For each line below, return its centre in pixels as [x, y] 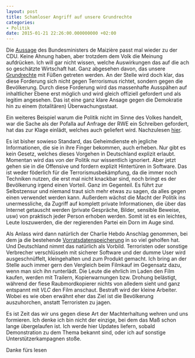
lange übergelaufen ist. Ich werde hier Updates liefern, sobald [81, 326]
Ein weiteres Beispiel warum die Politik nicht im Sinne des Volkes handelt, [95, 117]
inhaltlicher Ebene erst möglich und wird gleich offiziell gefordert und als [94, 94]
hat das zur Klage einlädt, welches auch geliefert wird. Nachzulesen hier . [94, 130]
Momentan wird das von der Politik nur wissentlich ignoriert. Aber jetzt [91, 160]
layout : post [22, 11]
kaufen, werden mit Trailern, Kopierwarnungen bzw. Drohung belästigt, [91, 278]
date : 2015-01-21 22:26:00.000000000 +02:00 [61, 33]
